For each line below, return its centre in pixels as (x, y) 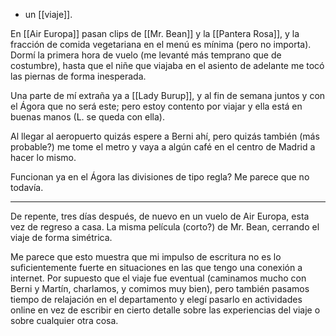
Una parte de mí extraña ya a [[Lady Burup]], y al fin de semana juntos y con (168, 95)
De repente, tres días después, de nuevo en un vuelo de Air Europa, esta (160, 216)
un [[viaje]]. (48, 14)
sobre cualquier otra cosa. (64, 320)
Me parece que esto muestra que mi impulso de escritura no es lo (146, 257)
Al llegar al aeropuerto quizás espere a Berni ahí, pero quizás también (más (165, 136)
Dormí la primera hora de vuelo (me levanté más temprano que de (146, 55)
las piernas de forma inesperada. (78, 76)
